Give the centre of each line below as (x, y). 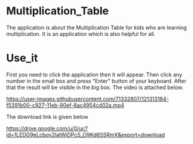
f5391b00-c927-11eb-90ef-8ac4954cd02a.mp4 (65, 105)
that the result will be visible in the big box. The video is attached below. (95, 87)
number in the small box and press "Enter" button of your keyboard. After (96, 81)
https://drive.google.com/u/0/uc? (47, 128)
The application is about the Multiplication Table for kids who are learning (96, 27)
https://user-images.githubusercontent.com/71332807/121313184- (88, 99)
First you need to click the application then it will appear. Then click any (94, 74)
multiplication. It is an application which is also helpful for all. (81, 33)
